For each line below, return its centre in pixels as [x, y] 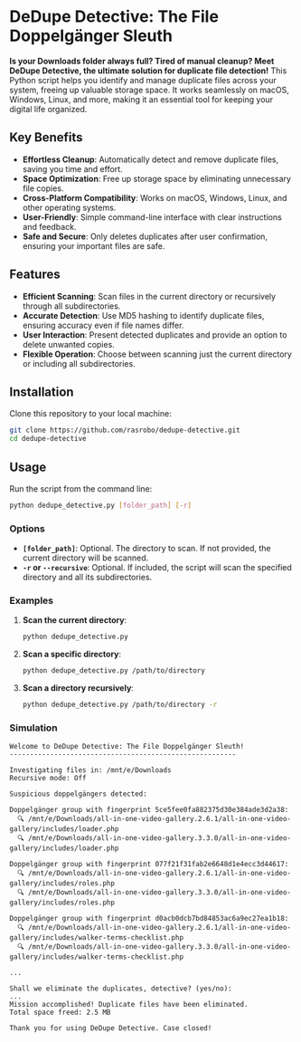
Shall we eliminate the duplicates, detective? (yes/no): [121, 989]
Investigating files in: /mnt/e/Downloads [90, 770]
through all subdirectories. [71, 306]
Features [35, 275]
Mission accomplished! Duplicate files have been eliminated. [129, 1005]
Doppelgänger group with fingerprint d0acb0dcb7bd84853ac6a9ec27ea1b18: [149, 919]
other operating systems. [69, 207]
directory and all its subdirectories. [87, 578]
